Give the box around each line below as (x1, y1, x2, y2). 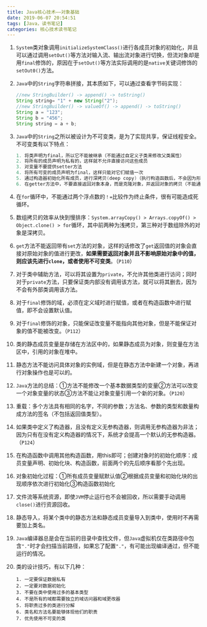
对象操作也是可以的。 (21, 368, 76, 376)
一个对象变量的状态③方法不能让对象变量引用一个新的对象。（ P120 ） (15, 389, 188, 397)
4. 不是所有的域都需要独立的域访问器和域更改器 (15, 596, 120, 602)
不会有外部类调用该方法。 (15, 286, 81, 293)
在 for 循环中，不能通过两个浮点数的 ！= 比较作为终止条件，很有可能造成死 (15, 193, 199, 200)
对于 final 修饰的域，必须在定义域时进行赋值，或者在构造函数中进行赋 (15, 298, 192, 306)
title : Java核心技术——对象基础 (7, 9, 80, 15)
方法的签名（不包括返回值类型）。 (21, 410, 105, 418)
